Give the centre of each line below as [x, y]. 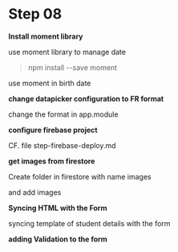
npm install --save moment [73, 67]
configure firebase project [53, 130]
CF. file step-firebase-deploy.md [62, 145]
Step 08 [35, 14]
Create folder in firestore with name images [80, 176]
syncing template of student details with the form [89, 223]
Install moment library [46, 36]
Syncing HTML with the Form [58, 208]
